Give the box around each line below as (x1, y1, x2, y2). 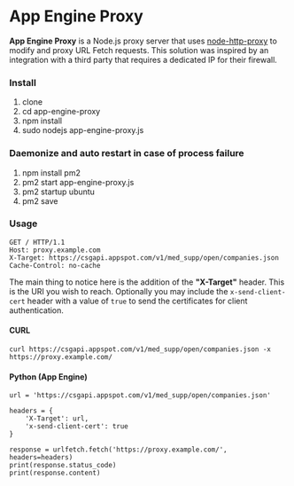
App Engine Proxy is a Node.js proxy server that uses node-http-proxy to (9, 35, 277, 46)
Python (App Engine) (9, 371, 88, 382)
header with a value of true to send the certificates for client (27, 295, 248, 306)
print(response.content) (9, 468, 101, 478)
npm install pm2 (21, 167, 81, 178)
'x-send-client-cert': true (25, 422, 128, 431)
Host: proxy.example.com (9, 246, 101, 255)
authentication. (9, 304, 65, 316)
